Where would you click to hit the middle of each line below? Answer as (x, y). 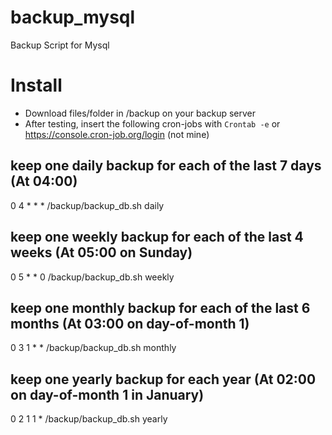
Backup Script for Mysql (60, 45)
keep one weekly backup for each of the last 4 (157, 237)
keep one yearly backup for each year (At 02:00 (163, 379)
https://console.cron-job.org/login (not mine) (117, 134)
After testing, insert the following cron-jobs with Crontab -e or (152, 123)
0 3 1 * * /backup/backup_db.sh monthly (93, 348)
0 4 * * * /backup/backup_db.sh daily (87, 205)
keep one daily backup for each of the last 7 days (166, 166)
